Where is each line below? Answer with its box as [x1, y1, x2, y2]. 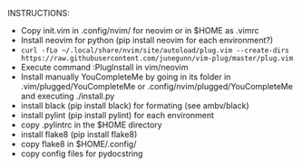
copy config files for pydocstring [20, 148, 143, 159]
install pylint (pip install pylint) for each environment [20, 110, 214, 120]
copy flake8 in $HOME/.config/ [20, 139, 137, 149]
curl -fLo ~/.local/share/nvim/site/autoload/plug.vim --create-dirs [20, 46, 290, 55]
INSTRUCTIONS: [7, 8, 70, 18]
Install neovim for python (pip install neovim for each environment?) [20, 35, 274, 45]
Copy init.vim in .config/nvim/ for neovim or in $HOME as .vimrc [20, 25, 259, 35]
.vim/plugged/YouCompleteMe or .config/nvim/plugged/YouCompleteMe [20, 81, 293, 91]
